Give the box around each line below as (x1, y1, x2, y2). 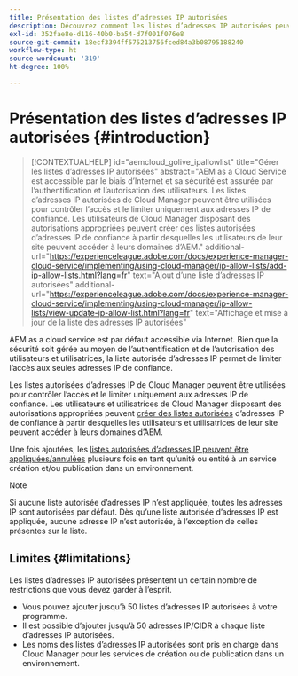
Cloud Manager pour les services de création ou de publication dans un (21, 648, 285, 659)
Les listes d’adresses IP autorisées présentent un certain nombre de (9, 574, 257, 586)
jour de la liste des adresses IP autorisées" (30, 317, 187, 327)
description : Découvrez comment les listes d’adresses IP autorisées (9, 21, 272, 30)
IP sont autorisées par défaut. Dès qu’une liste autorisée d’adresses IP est (9, 507, 278, 517)
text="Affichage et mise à (195, 307, 288, 318)
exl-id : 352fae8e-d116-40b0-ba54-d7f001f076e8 (9, 29, 184, 38)
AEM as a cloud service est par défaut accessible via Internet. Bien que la (9, 334, 278, 344)
